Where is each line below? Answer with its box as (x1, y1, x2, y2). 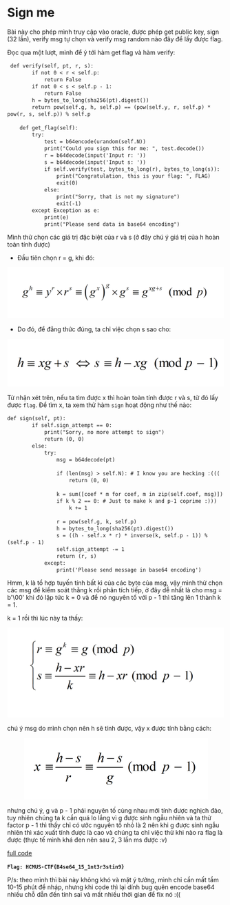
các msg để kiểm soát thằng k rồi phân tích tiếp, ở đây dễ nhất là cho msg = (7, 585, 222, 594)
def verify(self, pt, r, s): (10, 62, 94, 70)
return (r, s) (56, 552, 97, 559)
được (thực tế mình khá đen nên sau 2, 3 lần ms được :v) (7, 835, 167, 844)
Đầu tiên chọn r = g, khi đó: (17, 253, 95, 262)
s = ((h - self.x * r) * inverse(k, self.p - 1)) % (56, 532, 208, 539)
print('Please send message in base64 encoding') (56, 566, 202, 573)
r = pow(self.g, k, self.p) (56, 518, 137, 525)
